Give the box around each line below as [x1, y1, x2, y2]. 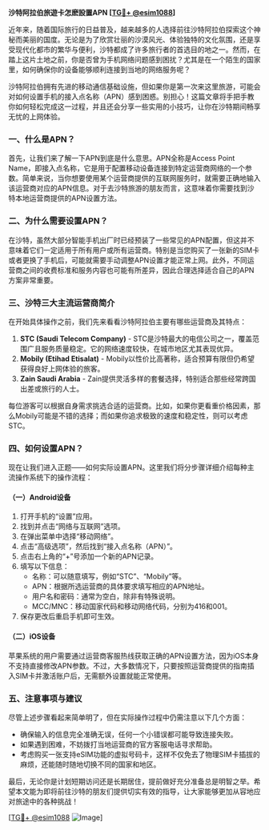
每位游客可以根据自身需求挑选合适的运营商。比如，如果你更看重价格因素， [8, 400, 254, 411]
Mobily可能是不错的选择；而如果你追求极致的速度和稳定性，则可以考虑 [14, 411, 248, 420]
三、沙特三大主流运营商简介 [8, 297, 115, 308]
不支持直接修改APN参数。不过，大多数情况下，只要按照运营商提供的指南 [8, 660, 248, 671]
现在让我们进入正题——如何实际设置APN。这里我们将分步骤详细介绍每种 [8, 463, 248, 472]
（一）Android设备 [8, 492, 71, 502]
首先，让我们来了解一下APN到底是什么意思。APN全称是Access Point [8, 154, 235, 163]
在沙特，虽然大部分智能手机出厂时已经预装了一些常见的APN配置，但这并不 [8, 235, 255, 245]
